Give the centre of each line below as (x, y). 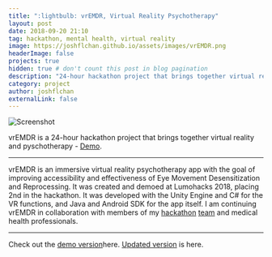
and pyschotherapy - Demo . (55, 146)
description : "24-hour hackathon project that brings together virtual (132, 76)
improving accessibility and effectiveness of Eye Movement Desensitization (134, 178)
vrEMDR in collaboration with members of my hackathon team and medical (133, 212)
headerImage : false (41, 54)
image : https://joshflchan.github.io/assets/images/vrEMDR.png (117, 46)
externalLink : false (43, 99)
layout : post (30, 24)
